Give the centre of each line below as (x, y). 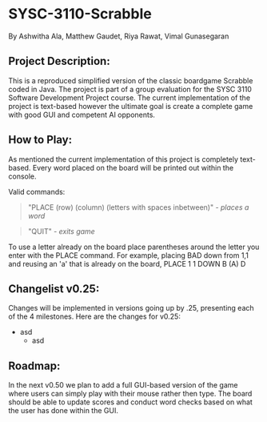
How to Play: (40, 140)
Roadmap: (34, 366)
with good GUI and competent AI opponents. (82, 115)
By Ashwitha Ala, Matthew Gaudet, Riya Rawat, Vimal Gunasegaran (119, 36)
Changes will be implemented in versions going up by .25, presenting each (131, 308)
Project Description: (59, 61)
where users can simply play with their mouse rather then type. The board (130, 394)
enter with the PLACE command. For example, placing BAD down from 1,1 (129, 255)
